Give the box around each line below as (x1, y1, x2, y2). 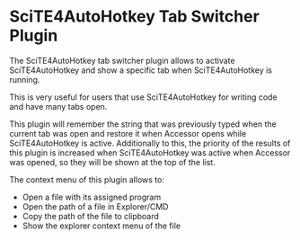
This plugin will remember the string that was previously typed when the (9, 119, 277, 129)
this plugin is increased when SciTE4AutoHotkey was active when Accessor (9, 147, 291, 158)
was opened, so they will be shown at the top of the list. (9, 156, 216, 167)
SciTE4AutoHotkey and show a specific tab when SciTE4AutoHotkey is (9, 65, 272, 76)
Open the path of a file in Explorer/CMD (22, 200, 169, 212)
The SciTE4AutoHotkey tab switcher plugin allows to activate (9, 55, 235, 66)
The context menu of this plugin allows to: (9, 173, 164, 185)
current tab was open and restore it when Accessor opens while (9, 128, 247, 138)
